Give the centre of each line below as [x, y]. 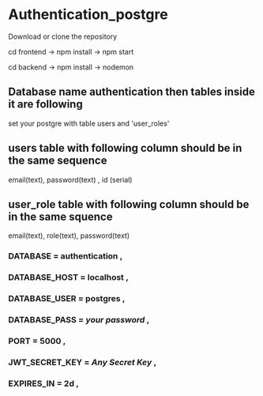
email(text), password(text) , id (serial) [70, 179]
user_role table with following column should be [129, 204]
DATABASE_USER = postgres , [67, 299]
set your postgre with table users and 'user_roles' [89, 123]
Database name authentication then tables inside [131, 92]
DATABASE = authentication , [66, 256]
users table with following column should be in [125, 148]
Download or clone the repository [63, 36]
